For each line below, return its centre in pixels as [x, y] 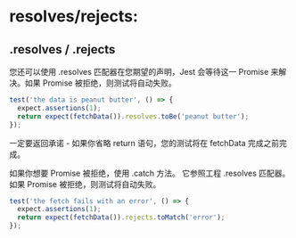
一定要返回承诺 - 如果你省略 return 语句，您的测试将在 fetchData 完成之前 [144, 143]
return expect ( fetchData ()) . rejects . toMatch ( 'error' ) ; [121, 217]
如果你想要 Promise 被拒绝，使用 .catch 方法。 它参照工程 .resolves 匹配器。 [150, 173]
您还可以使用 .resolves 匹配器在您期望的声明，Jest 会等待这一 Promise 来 [144, 72]
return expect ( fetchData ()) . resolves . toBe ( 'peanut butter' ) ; [133, 116]
